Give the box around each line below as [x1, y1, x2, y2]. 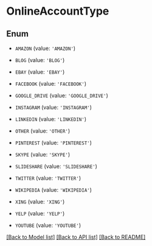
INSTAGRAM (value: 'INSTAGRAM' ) [15, 104, 92, 111]
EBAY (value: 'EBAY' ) [15, 68, 65, 76]
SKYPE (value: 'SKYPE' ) [15, 151, 71, 158]
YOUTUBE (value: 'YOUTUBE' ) [15, 222, 81, 229]
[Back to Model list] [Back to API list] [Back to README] [6, 233, 146, 241]
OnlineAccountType [6, 4, 109, 18]
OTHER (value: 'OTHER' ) [15, 127, 71, 135]
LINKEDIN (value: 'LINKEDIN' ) [15, 116, 87, 122]
